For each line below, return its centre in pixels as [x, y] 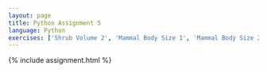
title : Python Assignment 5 [55, 23]
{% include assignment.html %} [60, 60]
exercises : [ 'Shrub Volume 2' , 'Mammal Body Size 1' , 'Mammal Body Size [131, 38]
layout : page [30, 15]
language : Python [37, 30]
